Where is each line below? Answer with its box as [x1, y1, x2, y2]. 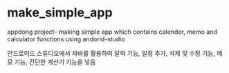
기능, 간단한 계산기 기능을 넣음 [14, 57, 96, 66]
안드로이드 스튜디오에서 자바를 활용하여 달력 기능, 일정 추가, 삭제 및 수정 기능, [7, 49, 216, 57]
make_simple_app [7, 5, 113, 21]
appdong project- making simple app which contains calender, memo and [7, 28, 218, 36]
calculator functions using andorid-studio [7, 34, 126, 43]
